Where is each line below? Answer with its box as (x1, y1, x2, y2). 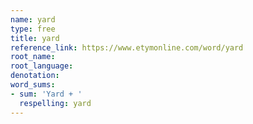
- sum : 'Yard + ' (10, 89, 83, 99)
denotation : (10, 71, 60, 81)
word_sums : (10, 80, 56, 90)
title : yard (10, 33, 60, 43)
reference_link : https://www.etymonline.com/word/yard (10, 42, 244, 53)
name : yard (10, 14, 56, 25)
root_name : (10, 52, 56, 62)
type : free (10, 24, 56, 34)
